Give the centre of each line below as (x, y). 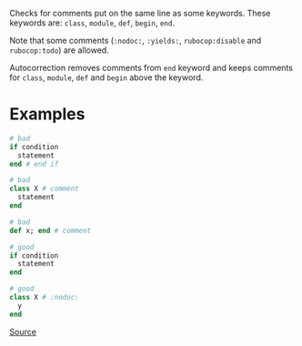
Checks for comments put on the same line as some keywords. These (140, 13)
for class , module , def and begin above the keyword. (106, 77)
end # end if (34, 164)
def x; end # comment (50, 230)
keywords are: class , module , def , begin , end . (92, 23)
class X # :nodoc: (44, 298)
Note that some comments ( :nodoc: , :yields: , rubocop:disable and (136, 41)
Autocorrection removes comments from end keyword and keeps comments (151, 68)
